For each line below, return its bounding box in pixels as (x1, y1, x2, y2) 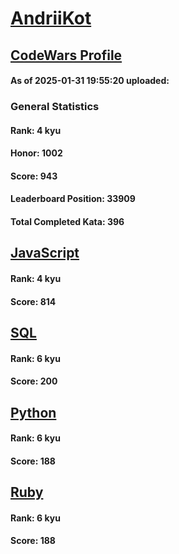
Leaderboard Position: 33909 (10, 193, 136, 205)
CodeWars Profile (10, 47, 123, 64)
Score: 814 (10, 295, 57, 307)
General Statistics (10, 100, 100, 114)
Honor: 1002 (10, 147, 63, 159)
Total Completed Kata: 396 (10, 216, 125, 228)
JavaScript (10, 245, 80, 262)
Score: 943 (10, 170, 58, 182)
